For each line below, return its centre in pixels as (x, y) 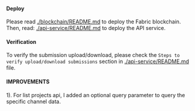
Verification (21, 41)
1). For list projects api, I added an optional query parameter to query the (96, 95)
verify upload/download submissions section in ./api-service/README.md (98, 61)
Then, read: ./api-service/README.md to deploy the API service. (86, 28)
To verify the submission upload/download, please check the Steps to (93, 55)
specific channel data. (34, 101)
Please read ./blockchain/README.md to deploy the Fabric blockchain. (94, 22)
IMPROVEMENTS (28, 82)
